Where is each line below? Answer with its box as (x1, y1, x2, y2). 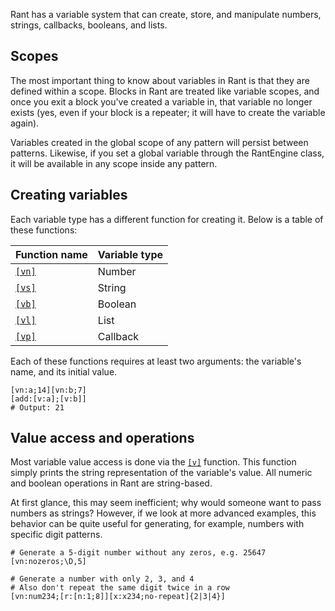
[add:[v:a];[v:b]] (10, 394, 87, 404)
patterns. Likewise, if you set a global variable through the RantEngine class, (10, 147, 325, 159)
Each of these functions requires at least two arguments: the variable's (10, 355, 302, 367)
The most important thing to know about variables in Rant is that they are (10, 74, 310, 86)
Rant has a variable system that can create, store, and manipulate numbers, (10, 9, 322, 20)
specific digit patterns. (10, 529, 103, 541)
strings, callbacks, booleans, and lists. (10, 19, 168, 31)
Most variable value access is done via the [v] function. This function (10, 456, 297, 468)
